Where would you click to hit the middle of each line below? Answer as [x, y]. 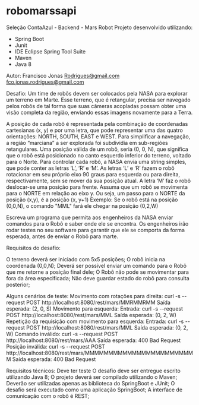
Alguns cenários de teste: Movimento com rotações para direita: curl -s [94, 296]
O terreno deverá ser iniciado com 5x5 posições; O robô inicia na [86, 259]
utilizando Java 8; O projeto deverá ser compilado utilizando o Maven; [92, 377]
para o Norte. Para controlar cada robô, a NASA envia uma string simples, [97, 162]
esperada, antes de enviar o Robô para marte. [62, 236]
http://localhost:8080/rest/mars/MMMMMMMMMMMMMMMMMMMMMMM [99, 353]
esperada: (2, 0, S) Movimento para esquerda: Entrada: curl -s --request [94, 309]
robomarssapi [41, 11]
